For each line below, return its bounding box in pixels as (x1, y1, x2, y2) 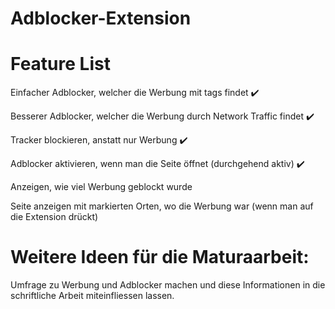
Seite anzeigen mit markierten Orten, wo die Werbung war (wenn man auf (10, 200, 314, 212)
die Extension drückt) (10, 211, 99, 223)
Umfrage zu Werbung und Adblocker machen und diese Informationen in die (10, 279, 326, 291)
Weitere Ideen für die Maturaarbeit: (10, 246, 310, 269)
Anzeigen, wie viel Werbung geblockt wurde (10, 181, 193, 193)
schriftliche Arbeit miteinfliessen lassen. (10, 290, 175, 302)
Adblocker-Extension (10, 7, 192, 30)
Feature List (10, 53, 111, 76)
